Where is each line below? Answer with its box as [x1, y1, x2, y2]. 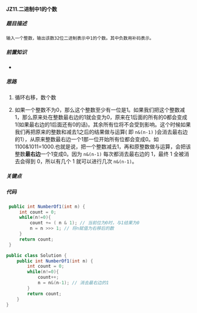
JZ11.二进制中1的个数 [6, 5, 58, 12]
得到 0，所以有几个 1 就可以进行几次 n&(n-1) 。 [25, 158, 138, 165]
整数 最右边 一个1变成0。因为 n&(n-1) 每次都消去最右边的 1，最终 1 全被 [14, 151, 184, 158]
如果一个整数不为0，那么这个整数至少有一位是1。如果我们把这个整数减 [14, 106, 185, 114]
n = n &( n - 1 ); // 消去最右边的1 [37, 280, 109, 286]
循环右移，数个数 [14, 94, 56, 101]
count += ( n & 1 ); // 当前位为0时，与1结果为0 [29, 220, 140, 226]
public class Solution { [6, 252, 67, 258]
